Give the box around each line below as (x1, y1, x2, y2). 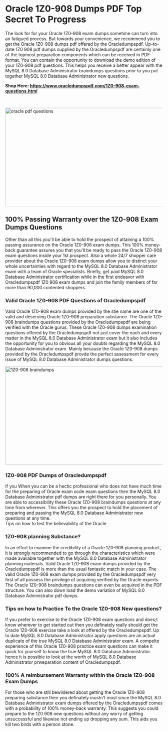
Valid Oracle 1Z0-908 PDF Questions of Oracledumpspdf (5, 297, 146, 304)
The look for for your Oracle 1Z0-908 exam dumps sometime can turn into (5, 30, 158, 36)
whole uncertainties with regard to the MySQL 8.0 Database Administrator (5, 263, 157, 269)
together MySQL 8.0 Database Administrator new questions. (5, 73, 129, 79)
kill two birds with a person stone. (5, 721, 75, 727)
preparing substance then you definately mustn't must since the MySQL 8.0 (5, 695, 161, 701)
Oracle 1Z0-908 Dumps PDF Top (5, 3, 142, 15)
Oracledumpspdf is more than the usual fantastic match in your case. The (5, 566, 157, 572)
